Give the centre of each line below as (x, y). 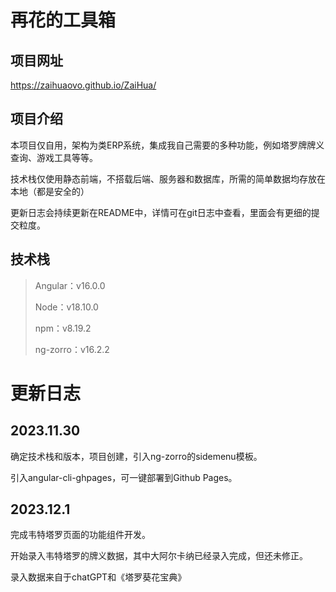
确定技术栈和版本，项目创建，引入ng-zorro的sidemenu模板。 (136, 456)
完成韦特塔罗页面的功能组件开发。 (80, 535)
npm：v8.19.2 (63, 328)
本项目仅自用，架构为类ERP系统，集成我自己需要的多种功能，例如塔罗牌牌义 (167, 145)
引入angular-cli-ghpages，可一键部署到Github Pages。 (124, 477)
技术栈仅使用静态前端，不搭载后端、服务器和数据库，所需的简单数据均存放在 (168, 178)
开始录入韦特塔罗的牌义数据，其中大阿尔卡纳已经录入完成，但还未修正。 (159, 556)
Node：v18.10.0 (66, 307)
